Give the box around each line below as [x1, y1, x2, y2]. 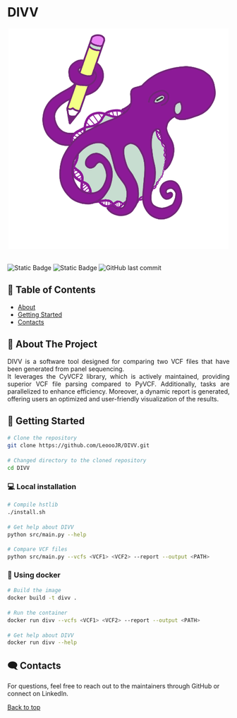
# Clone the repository [7, 435, 78, 442]
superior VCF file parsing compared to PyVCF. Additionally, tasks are [7, 379, 230, 388]
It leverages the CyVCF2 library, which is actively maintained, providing [7, 372, 230, 380]
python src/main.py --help [7, 531, 87, 538]
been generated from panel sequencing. [7, 365, 125, 373]
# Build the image [7, 587, 61, 594]
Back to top [7, 703, 41, 712]
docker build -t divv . [7, 594, 78, 601]
